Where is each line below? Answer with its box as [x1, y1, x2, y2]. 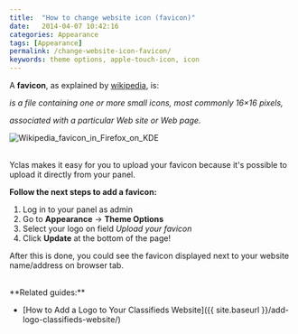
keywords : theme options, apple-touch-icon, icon [9, 55, 200, 64]
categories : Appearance [9, 30, 99, 39]
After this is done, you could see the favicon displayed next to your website [9, 250, 290, 261]
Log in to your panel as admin [22, 204, 134, 215]
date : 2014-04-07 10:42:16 [9, 22, 119, 31]
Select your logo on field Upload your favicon [22, 223, 192, 234]
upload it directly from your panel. [9, 169, 135, 180]
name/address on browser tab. [9, 260, 125, 271]
